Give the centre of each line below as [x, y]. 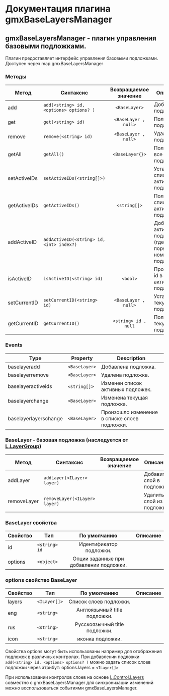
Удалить [154, 494]
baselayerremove [28, 375]
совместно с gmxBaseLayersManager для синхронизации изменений [79, 683]
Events [14, 345]
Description [131, 358]
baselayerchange [28, 401]
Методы [16, 76]
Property [82, 358]
